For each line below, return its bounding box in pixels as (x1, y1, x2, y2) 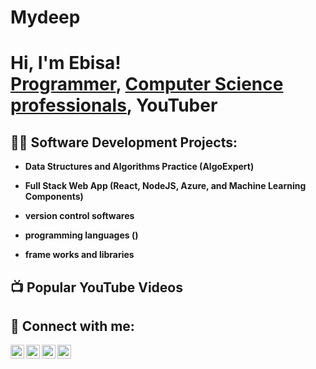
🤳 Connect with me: (10, 317, 135, 335)
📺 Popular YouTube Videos (10, 279, 183, 296)
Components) (24, 191, 84, 203)
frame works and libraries (24, 249, 135, 261)
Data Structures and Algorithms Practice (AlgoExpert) (24, 161, 255, 173)
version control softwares (24, 210, 135, 222)
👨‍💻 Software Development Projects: (10, 134, 238, 151)
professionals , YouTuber (10, 94, 218, 117)
